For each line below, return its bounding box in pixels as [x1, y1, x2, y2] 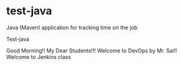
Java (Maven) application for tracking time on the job [6, 24, 138, 31]
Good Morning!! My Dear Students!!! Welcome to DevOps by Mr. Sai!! [6, 47, 178, 54]
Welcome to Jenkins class [6, 53, 71, 60]
